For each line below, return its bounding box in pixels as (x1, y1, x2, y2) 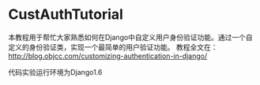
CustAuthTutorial (8, 6, 124, 24)
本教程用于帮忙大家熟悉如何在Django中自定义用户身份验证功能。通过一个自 (8, 32, 253, 42)
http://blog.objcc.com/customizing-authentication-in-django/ (8, 51, 208, 61)
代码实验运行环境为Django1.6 (8, 67, 103, 76)
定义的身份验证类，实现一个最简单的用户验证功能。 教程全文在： (8, 42, 218, 52)
